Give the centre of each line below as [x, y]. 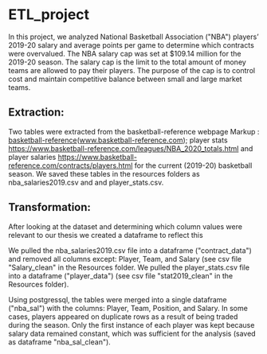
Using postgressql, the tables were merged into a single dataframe [118, 299]
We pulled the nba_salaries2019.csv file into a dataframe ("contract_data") [130, 250]
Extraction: [37, 113]
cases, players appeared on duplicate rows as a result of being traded [123, 317]
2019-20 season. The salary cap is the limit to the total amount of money [128, 62]
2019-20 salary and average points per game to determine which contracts [132, 45]
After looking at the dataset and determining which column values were [126, 226]
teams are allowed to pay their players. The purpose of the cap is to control [132, 70]
